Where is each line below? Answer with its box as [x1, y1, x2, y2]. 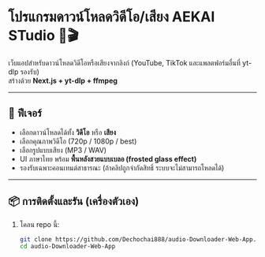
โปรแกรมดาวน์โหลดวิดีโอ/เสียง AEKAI [8, 8, 215, 26]
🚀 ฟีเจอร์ [8, 106, 42, 120]
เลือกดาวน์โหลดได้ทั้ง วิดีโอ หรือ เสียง [19, 127, 117, 137]
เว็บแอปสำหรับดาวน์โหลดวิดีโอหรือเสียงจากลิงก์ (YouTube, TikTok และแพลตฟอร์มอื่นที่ [8, 58, 241, 67]
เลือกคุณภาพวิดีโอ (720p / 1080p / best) [19, 136, 137, 146]
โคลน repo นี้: [19, 219, 60, 229]
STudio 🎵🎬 [8, 27, 79, 45]
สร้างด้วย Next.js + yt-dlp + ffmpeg [8, 76, 118, 85]
